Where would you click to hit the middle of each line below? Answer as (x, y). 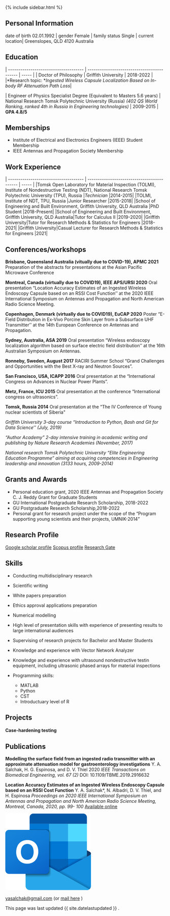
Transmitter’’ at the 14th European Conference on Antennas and (72, 325)
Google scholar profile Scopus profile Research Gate (60, 547)
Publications (26, 746)
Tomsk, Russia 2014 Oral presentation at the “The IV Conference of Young (83, 407)
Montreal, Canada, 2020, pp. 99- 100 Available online (61, 807)
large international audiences (43, 630)
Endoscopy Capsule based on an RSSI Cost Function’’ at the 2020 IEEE (79, 293)
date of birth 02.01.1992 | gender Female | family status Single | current (79, 36)
